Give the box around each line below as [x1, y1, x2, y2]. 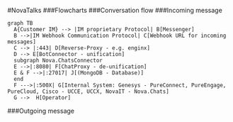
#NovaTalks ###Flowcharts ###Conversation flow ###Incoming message [7, 6, 223, 14]
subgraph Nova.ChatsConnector [13, 57, 103, 64]
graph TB [7, 20, 33, 27]
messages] [7, 38, 37, 45]
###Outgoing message [7, 106, 75, 115]
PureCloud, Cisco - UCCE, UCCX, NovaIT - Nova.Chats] [7, 88, 170, 95]
